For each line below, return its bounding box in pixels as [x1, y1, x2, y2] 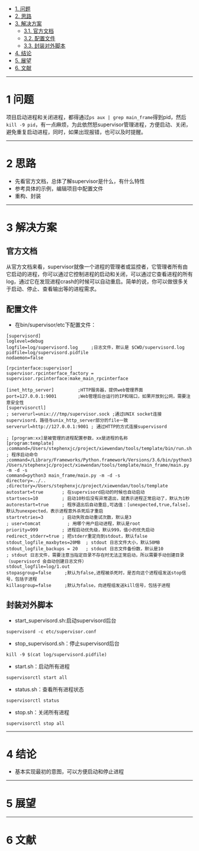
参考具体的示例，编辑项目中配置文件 [14, 185, 104, 192]
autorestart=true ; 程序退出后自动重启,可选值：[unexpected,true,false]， [6, 502, 192, 508]
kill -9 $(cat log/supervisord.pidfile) [6, 651, 108, 657]
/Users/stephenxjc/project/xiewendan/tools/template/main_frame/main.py [6, 462, 190, 468]
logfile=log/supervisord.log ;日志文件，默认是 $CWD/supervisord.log [6, 344, 185, 351]
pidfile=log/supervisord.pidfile [6, 349, 89, 355]
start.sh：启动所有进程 [14, 663, 70, 670]
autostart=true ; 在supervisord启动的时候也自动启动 [6, 489, 145, 495]
